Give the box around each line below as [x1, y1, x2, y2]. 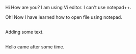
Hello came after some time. [5, 43, 65, 50]
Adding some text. [5, 29, 44, 35]
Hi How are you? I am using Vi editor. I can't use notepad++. [5, 5, 131, 10]
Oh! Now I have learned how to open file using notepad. [5, 14, 122, 20]
